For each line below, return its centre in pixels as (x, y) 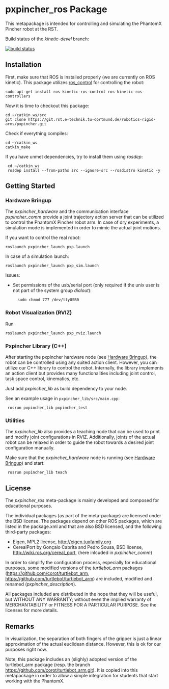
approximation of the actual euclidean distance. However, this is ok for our (83, 644)
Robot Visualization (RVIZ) (39, 313)
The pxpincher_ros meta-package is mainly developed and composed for (82, 500)
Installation (23, 65)
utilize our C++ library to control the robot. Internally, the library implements (84, 368)
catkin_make (18, 147)
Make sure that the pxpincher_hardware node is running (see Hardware (80, 458)
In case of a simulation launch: (37, 256)
